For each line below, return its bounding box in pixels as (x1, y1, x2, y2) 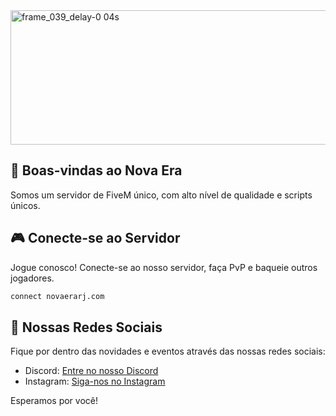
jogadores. (10, 272, 55, 284)
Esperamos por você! (10, 395, 99, 407)
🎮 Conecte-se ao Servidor (10, 230, 181, 247)
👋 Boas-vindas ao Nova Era (10, 162, 183, 179)
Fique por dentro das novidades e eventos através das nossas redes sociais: (10, 345, 326, 358)
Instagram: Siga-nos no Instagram (24, 375, 166, 388)
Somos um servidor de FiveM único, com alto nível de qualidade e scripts (10, 189, 313, 201)
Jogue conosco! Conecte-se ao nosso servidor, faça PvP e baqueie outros (10, 261, 318, 273)
